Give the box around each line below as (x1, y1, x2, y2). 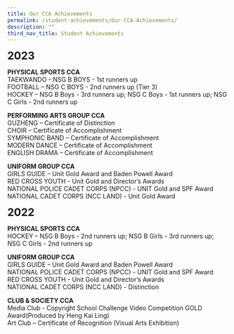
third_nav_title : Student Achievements (7, 29, 124, 37)
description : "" (7, 23, 55, 30)
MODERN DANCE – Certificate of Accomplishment (7, 141, 152, 149)
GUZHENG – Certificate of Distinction (7, 119, 115, 127)
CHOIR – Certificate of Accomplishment (7, 126, 122, 135)
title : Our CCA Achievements (7, 10, 93, 18)
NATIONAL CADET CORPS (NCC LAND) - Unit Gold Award (7, 192, 176, 201)
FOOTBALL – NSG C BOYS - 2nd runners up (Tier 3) (7, 83, 158, 91)
